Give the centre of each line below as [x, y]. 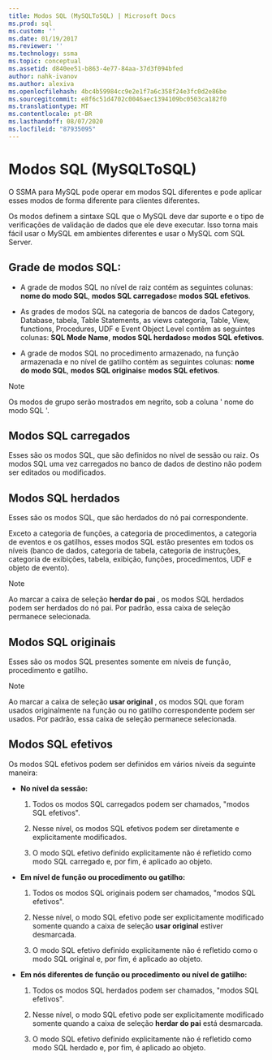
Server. [20, 242]
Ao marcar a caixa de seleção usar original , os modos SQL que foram [126, 701]
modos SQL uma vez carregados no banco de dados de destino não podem [135, 464]
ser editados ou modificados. [57, 472]
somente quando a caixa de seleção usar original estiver [127, 925]
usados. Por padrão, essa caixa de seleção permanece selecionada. [123, 718]
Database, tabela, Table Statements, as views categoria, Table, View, [135, 320]
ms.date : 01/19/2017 [43, 39]
